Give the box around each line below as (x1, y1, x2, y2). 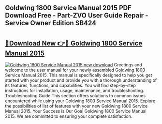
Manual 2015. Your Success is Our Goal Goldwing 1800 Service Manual (5, 108, 147, 114)
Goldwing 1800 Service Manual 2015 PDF (5, 4, 132, 12)
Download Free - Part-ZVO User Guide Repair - (5, 12, 148, 20)
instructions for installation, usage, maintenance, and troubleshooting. (5, 88, 144, 93)
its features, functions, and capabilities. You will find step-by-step (5, 82, 136, 88)
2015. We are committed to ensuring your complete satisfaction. (5, 113, 133, 119)
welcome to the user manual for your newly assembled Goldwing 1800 (5, 67, 146, 73)
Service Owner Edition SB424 (5, 19, 97, 27)
